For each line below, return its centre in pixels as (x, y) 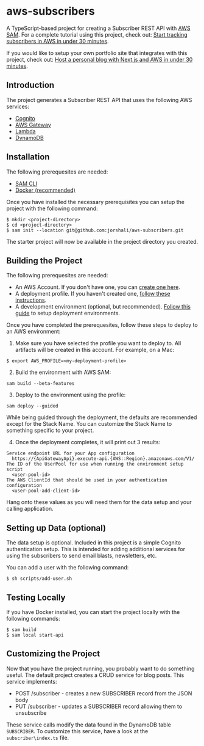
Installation (28, 157)
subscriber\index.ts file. (38, 737)
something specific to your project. (50, 430)
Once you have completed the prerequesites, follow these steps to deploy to (102, 325)
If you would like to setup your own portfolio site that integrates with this (97, 53)
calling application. (30, 509)
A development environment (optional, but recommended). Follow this (103, 307)
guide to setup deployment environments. (68, 313)
